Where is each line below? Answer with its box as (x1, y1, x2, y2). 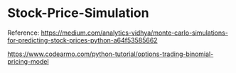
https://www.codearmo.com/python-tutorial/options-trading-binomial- (7, 50, 214, 58)
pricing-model (7, 57, 49, 65)
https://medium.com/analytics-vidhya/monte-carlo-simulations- (41, 28, 229, 37)
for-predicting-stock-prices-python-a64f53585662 (7, 35, 158, 44)
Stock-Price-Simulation (7, 5, 149, 21)
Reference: (7, 28, 40, 37)
